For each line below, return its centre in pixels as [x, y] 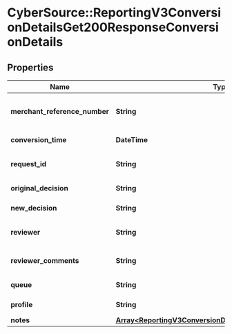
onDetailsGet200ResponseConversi [113, 27]
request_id [29, 164]
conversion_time [39, 140]
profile [22, 305]
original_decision [40, 188]
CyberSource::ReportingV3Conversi [114, 13]
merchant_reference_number [60, 111]
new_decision [34, 208]
